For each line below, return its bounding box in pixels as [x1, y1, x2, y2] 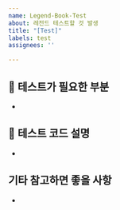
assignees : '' [8, 42, 56, 50]
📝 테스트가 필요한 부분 [8, 80, 110, 93]
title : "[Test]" [8, 26, 62, 34]
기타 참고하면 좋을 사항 [8, 173, 113, 188]
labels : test [8, 34, 52, 42]
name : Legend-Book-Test [8, 11, 87, 20]
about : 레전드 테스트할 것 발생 [8, 19, 99, 27]
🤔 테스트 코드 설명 [8, 127, 90, 141]
